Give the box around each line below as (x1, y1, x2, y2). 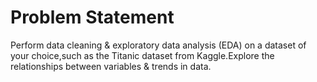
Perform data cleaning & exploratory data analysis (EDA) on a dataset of (10, 39, 307, 51)
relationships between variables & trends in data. (10, 60, 212, 72)
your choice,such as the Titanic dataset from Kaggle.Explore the (10, 49, 275, 61)
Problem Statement (10, 6, 175, 29)
